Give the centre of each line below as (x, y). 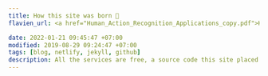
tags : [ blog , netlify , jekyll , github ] (75, 53)
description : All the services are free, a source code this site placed (134, 60)
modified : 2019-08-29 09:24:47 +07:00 (73, 45)
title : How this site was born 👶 (64, 16)
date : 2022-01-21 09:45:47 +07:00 (66, 38)
